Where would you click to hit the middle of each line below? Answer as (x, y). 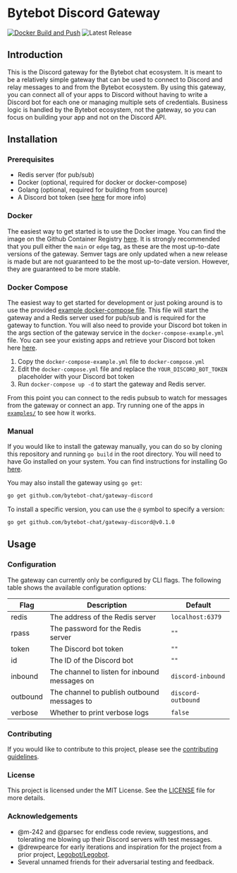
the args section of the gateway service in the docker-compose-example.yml (116, 333)
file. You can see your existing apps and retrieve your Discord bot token (111, 341)
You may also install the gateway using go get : (75, 483)
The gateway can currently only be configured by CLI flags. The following (114, 580)
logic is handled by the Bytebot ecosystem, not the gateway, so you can (112, 109)
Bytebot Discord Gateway (84, 13)
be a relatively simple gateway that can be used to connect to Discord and (115, 79)
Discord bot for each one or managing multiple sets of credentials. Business (117, 102)
